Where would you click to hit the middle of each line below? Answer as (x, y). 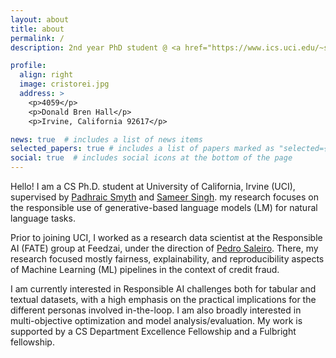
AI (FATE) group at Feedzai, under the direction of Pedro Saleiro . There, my (164, 248)
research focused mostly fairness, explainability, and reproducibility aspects (167, 259)
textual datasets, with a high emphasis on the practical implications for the (163, 299)
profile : (28, 66)
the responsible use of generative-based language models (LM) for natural (164, 207)
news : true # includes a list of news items (106, 139)
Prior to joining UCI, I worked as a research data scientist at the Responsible (166, 237)
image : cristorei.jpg (64, 84)
